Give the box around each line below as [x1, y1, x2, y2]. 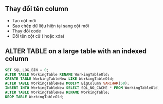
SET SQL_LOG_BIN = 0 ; [5, 67, 49, 73]
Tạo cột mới [12, 17, 36, 23]
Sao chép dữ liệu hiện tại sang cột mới [12, 23, 89, 29]
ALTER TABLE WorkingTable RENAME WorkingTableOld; [5, 72, 110, 77]
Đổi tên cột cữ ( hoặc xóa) [12, 33, 65, 39]
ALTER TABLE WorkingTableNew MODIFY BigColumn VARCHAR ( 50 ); [5, 81, 130, 86]
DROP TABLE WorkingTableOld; [5, 94, 64, 99]
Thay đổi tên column [5, 5, 69, 13]
